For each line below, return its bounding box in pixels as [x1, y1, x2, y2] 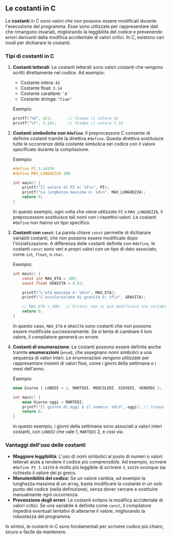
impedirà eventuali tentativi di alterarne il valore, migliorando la [12, 508, 145, 514]
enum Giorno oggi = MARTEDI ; [22, 399, 84, 405]
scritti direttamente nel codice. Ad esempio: [12, 69, 105, 76]
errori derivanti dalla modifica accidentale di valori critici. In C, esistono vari [5, 34, 165, 40]
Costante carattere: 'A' [20, 90, 70, 97]
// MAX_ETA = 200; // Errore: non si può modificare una [22, 304, 148, 309]
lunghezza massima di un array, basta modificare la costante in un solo [12, 480, 163, 487]
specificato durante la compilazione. [12, 146, 90, 152]
